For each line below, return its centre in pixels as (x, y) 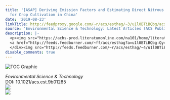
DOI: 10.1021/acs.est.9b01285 (36, 82)
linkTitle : (17, 24)
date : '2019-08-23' (26, 19)
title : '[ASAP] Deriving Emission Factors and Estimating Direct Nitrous (85, 10)
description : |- (22, 33)
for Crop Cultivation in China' (44, 15)
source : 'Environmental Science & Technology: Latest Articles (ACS (79, 29)
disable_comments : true (30, 52)
